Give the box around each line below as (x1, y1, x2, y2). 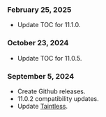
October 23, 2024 (7, 38, 69, 48)
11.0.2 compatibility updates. (17, 94, 99, 102)
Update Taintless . (17, 102, 68, 110)
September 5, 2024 (7, 71, 75, 81)
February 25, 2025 (7, 5, 72, 15)
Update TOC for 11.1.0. (17, 21, 81, 29)
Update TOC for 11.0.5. (17, 54, 82, 62)
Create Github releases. (17, 87, 86, 95)
